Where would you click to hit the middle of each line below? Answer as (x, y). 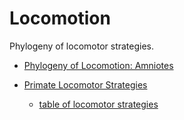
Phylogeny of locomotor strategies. (82, 46)
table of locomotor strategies (98, 104)
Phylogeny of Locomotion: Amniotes (98, 65)
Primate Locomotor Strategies (85, 84)
